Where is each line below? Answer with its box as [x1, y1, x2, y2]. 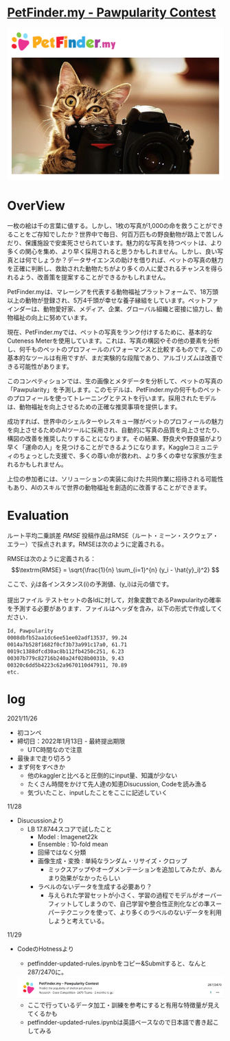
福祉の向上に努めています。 [12, 314, 91, 322]
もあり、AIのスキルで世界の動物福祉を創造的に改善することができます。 [7, 483, 211, 492]
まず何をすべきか [16, 762, 65, 770]
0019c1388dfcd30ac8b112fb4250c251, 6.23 [7, 648, 125, 655]
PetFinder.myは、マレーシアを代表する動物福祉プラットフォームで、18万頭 [7, 288, 218, 296]
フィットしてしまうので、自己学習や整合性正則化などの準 [47, 900, 210, 908]
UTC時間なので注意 [27, 745, 82, 753]
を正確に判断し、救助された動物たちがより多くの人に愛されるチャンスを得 [7, 264, 218, 273]
